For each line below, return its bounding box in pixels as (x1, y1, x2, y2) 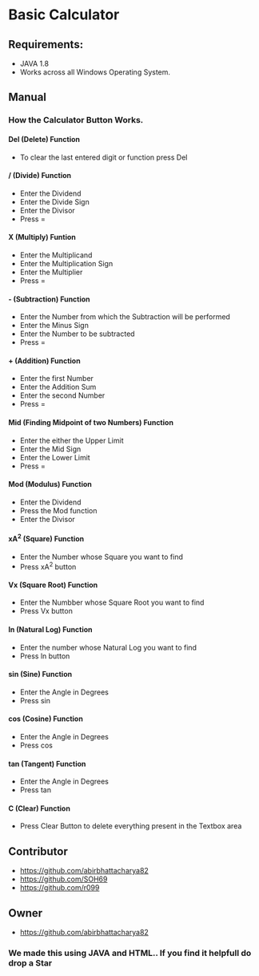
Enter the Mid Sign (19, 443, 82, 454)
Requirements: (8, 38, 84, 51)
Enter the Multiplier (19, 267, 83, 277)
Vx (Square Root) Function (8, 580, 98, 589)
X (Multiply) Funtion (8, 233, 76, 242)
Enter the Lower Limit (19, 452, 90, 462)
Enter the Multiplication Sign (19, 258, 114, 268)
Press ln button (19, 651, 70, 661)
